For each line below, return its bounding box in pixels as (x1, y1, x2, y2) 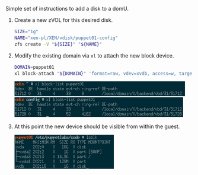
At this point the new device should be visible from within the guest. (14, 123, 180, 130)
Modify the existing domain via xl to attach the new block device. (14, 52, 174, 59)
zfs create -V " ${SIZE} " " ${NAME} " (14, 41, 103, 47)
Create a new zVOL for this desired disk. (14, 17, 113, 23)
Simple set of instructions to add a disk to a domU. (5, 5, 129, 12)
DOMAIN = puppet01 (14, 64, 55, 70)
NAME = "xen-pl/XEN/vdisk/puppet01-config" (14, 35, 119, 41)
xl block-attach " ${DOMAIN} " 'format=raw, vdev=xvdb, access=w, (14, 71, 177, 77)
